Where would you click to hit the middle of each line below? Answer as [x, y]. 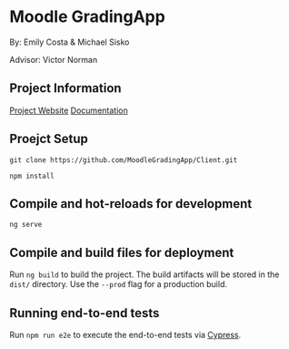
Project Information [65, 88]
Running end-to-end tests [85, 313]
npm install [32, 176]
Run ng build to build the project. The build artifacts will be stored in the [144, 274]
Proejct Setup [49, 139]
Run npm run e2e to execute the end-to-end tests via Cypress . [125, 335]
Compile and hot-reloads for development [131, 204]
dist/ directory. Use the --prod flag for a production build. [118, 284]
